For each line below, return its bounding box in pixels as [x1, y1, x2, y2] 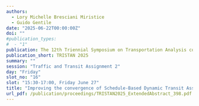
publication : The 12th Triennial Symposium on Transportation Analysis [6, 47, 187, 53]
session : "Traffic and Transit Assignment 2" [6, 63, 120, 69]
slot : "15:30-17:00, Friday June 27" [6, 80, 99, 86]
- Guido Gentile [11, 19, 52, 25]
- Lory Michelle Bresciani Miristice [11, 14, 105, 20]
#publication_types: [6, 36, 57, 42]
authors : [6, 8, 28, 15]
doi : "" [6, 31, 25, 37]
